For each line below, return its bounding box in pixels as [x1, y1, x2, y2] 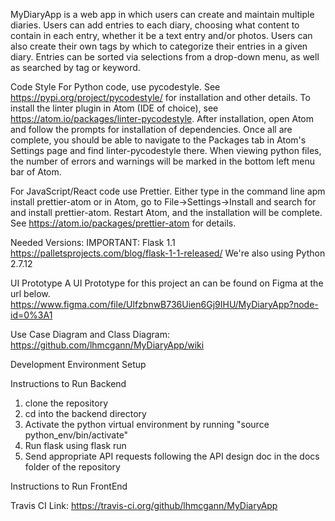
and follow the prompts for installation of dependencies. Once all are [10, 124, 293, 135]
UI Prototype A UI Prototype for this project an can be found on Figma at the [10, 277, 324, 289]
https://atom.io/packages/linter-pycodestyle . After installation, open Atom [10, 113, 315, 124]
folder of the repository [24, 461, 121, 473]
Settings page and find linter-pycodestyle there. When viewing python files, [10, 145, 322, 156]
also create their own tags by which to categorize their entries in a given [10, 40, 308, 52]
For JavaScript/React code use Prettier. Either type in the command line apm [10, 185, 326, 197]
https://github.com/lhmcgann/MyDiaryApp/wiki [10, 339, 205, 351]
